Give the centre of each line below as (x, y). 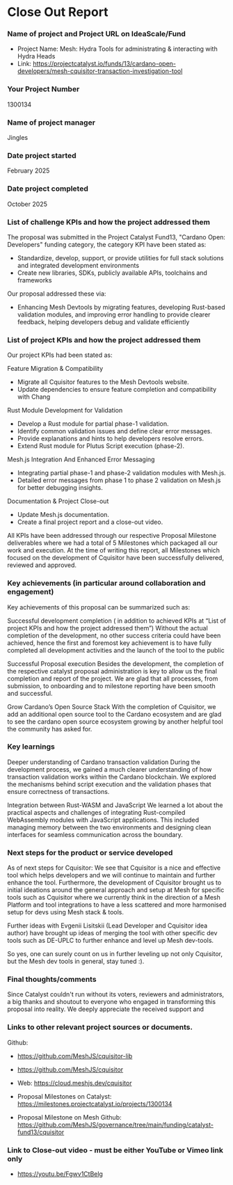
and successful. (30, 693)
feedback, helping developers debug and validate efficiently (103, 321)
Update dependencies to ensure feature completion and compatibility (117, 390)
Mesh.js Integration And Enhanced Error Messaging (81, 459)
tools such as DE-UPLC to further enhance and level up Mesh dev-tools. (111, 941)
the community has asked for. (50, 729)
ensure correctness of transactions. (58, 791)
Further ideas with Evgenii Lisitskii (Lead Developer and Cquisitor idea (107, 925)
